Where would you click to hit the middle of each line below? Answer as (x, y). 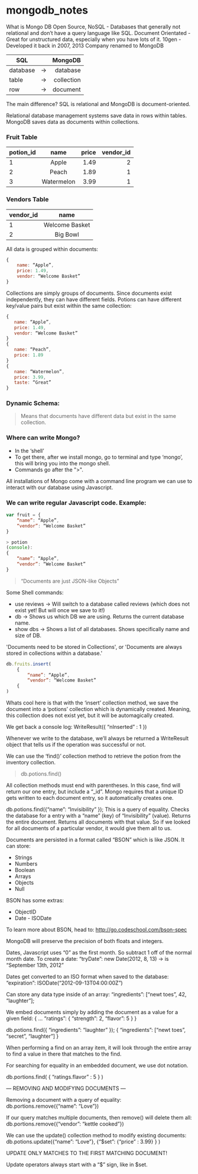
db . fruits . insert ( (29, 664)
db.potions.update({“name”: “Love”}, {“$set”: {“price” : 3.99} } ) (83, 1142)
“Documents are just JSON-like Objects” (70, 581)
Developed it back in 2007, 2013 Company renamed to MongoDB (85, 46)
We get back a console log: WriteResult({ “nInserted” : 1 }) (77, 727)
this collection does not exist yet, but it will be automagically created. (90, 715)
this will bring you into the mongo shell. (62, 463)
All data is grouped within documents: (52, 249)
